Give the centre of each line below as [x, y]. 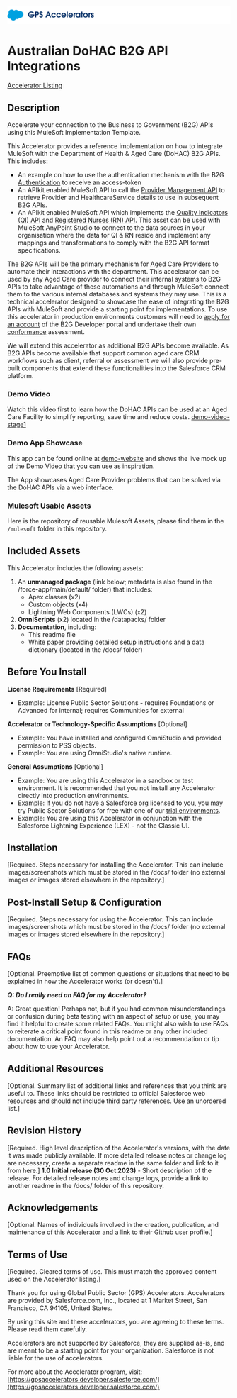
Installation [33, 847]
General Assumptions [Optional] [56, 766]
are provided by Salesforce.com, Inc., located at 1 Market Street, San [107, 1301]
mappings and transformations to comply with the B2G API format [114, 243]
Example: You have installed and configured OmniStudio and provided [119, 738]
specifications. [39, 250]
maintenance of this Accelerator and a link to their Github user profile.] [110, 1232]
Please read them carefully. [47, 1329]
